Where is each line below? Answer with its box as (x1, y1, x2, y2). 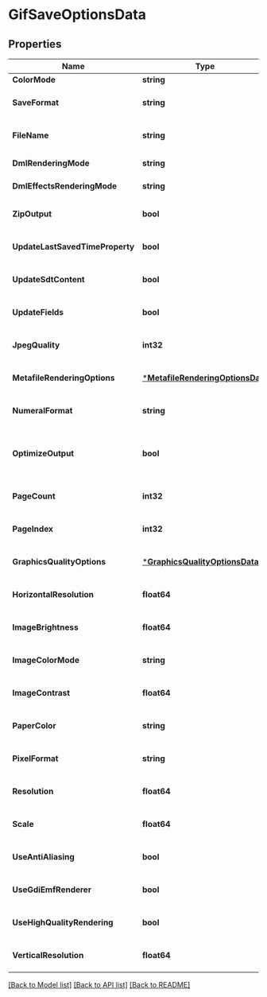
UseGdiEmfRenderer (12, 884, 91, 895)
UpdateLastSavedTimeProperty (12, 241, 135, 252)
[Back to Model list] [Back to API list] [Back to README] (8, 980, 191, 989)
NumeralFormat (12, 405, 73, 416)
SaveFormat (12, 97, 60, 108)
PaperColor (12, 720, 56, 731)
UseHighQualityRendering (12, 917, 114, 928)
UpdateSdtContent (12, 274, 85, 285)
